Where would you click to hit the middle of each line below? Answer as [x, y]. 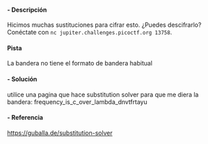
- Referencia [25, 118]
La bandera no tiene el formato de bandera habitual [80, 63]
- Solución [22, 79]
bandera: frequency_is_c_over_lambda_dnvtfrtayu [77, 102]
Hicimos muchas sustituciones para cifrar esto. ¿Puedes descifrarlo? [104, 25]
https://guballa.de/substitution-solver [60, 133]
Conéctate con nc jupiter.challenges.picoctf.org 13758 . [90, 32]
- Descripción [27, 10]
